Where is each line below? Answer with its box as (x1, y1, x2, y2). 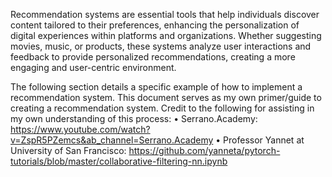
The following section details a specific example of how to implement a (10, 81, 303, 93)
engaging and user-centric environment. (10, 62, 177, 73)
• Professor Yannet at (215, 134, 305, 146)
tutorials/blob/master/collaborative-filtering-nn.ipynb (10, 155, 228, 167)
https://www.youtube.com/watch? (10, 124, 151, 135)
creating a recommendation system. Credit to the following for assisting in (10, 102, 315, 114)
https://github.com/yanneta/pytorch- (128, 145, 281, 156)
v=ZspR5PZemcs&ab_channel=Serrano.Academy (10, 134, 214, 146)
